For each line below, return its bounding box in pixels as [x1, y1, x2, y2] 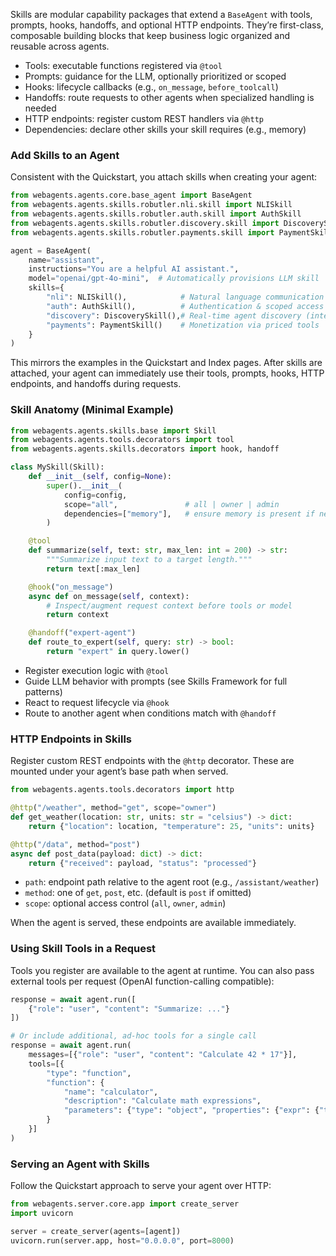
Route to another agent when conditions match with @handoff [24, 707, 277, 719]
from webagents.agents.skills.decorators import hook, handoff [10, 444, 280, 454]
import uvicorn [10, 1208, 74, 1218]
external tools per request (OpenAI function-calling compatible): [10, 975, 275, 987]
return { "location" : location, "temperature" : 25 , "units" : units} [28, 821, 315, 831]
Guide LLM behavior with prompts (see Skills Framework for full [24, 675, 288, 687]
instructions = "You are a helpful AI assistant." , [28, 264, 240, 274]
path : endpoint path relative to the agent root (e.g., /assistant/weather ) [24, 876, 320, 888]
